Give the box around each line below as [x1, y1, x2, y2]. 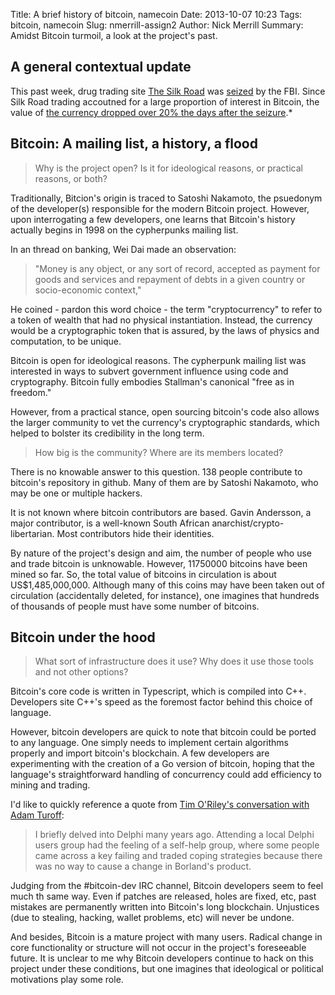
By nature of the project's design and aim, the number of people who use [10, 547, 312, 559]
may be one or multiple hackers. [10, 487, 143, 499]
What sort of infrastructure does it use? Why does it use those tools [34, 655, 314, 668]
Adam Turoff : [10, 809, 65, 821]
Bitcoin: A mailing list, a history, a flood [10, 135, 258, 153]
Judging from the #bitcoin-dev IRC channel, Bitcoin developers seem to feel [10, 880, 324, 892]
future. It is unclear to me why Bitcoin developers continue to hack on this [10, 952, 314, 964]
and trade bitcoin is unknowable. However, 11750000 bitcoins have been [10, 557, 308, 569]
